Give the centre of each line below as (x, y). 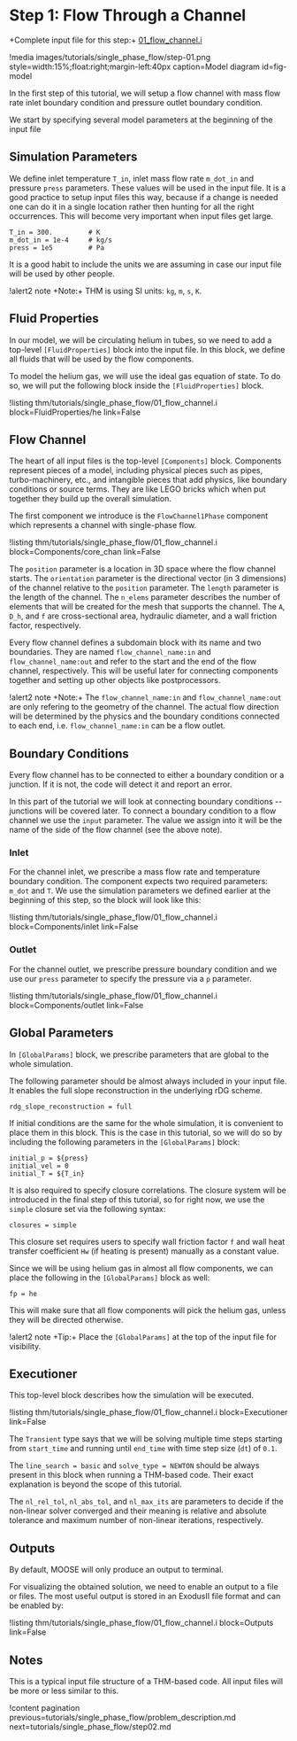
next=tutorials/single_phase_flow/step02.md (90, 1727)
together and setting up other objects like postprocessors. (115, 680)
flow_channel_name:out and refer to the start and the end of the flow (133, 662)
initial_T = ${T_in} (47, 1174)
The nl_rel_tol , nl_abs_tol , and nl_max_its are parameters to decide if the (147, 1502)
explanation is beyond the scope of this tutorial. (96, 1484)
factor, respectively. (45, 626)
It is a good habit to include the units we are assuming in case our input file (145, 264)
